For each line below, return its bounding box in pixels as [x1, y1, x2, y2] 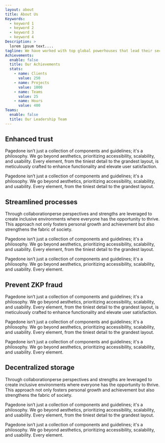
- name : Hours [14, 99, 43, 104]
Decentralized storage [5, 363, 75, 372]
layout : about [5, 7, 34, 12]
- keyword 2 [9, 26, 34, 30]
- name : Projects [14, 80, 50, 85]
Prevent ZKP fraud [5, 280, 63, 289]
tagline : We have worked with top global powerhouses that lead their [5, 48, 153, 53]
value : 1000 [18, 84, 43, 90]
